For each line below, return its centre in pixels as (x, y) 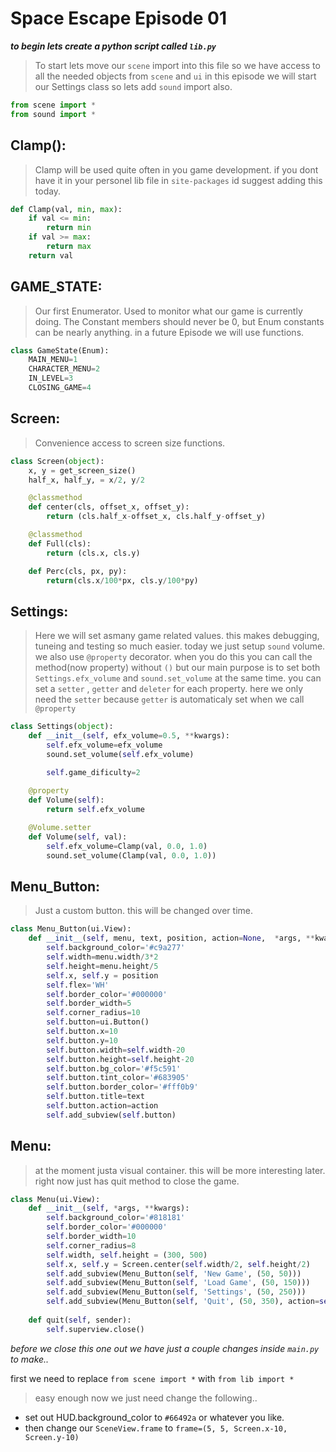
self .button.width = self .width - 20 (116, 1050)
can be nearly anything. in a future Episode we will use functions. (169, 332)
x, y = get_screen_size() (82, 470)
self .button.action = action (102, 1106)
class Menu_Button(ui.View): (71, 929)
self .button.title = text (95, 1097)
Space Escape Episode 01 (118, 18)
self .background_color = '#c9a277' (116, 948)
